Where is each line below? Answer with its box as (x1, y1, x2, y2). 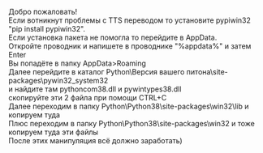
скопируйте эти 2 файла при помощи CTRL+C (8, 93, 167, 102)
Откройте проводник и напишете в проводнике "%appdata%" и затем (8, 41, 252, 51)
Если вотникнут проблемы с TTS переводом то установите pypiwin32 (8, 15, 252, 25)
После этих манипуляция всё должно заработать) (8, 136, 183, 145)
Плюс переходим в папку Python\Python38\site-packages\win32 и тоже (8, 119, 256, 128)
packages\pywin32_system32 (8, 76, 109, 85)
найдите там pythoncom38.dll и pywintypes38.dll (15, 84, 182, 94)
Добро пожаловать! (8, 7, 78, 16)
